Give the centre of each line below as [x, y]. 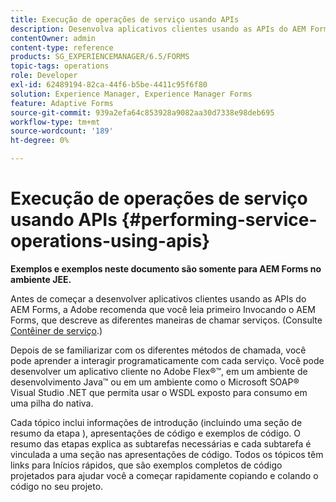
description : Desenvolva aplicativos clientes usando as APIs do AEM [158, 29]
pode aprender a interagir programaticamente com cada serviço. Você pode [167, 360]
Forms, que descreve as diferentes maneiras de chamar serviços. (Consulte [166, 320]
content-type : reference [62, 47]
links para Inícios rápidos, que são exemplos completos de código [146, 465]
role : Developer [44, 76]
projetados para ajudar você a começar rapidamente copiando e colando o [164, 475]
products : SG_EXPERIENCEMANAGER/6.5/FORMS [100, 57]
